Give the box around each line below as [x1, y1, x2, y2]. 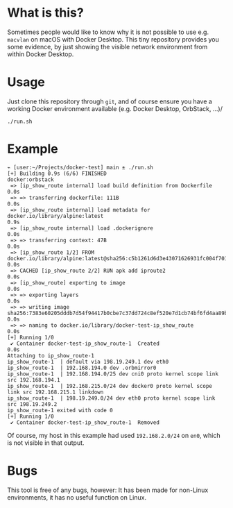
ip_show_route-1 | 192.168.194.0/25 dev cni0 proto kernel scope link [7, 370, 218, 378]
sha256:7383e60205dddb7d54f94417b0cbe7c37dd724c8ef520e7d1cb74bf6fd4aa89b [7, 310, 228, 316]
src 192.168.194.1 [7, 376, 60, 383]
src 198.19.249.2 [7, 400, 58, 407]
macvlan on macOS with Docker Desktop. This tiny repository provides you [7, 35, 220, 43]
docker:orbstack [7, 176, 54, 183]
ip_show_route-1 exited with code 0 [7, 407, 113, 414]
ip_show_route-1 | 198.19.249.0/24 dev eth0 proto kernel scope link [7, 394, 216, 402]
